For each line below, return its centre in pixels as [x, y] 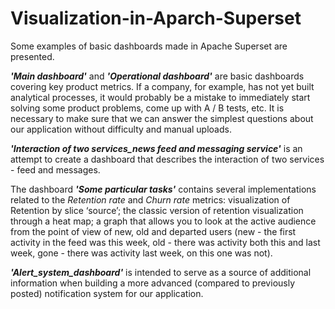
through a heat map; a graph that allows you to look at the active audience [163, 221]
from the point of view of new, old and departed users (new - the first [153, 231]
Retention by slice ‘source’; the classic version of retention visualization [157, 210]
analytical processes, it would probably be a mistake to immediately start [160, 97]
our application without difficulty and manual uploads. [121, 129]
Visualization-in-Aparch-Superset [156, 18]
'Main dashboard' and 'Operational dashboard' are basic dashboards [157, 76]
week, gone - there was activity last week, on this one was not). [141, 253]
